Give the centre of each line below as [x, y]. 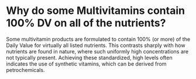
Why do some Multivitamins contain [96, 11]
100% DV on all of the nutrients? [86, 23]
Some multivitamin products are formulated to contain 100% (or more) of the [98, 39]
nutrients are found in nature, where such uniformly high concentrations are [97, 51]
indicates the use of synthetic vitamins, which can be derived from [86, 64]
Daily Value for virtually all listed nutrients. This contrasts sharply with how [96, 45]
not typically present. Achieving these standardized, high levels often [89, 58]
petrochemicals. [25, 70]
